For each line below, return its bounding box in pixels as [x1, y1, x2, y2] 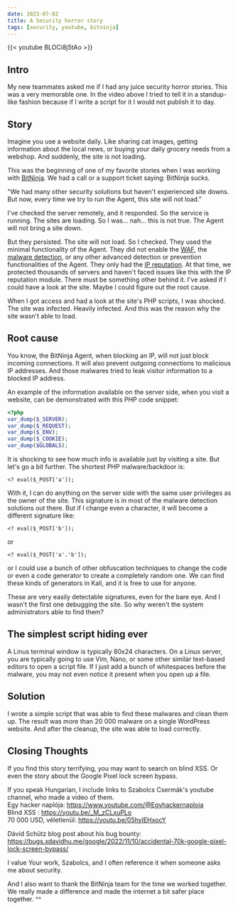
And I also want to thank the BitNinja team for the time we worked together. [7, 879, 227, 888]
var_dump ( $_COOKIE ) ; [7, 435, 69, 443]
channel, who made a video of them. [7, 793, 115, 801]
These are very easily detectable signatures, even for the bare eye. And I [7, 593, 220, 601]
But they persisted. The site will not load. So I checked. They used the [7, 237, 212, 246]
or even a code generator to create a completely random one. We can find [7, 572, 225, 580]
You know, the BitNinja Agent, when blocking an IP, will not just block [7, 351, 210, 360]
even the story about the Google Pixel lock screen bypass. [7, 771, 178, 780]
